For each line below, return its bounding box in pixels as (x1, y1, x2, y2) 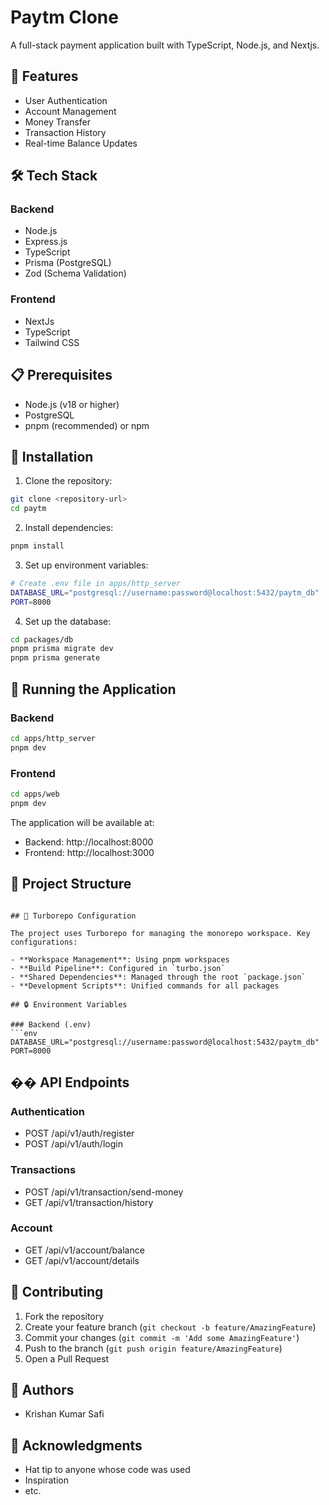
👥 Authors (10, 1382, 75, 1399)
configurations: (10, 937, 78, 947)
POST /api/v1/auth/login (24, 1138, 123, 1150)
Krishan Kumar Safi (24, 1408, 105, 1420)
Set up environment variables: (24, 559, 149, 571)
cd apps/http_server (10, 733, 97, 743)
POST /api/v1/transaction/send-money (24, 1186, 184, 1198)
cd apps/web (10, 789, 60, 799)
